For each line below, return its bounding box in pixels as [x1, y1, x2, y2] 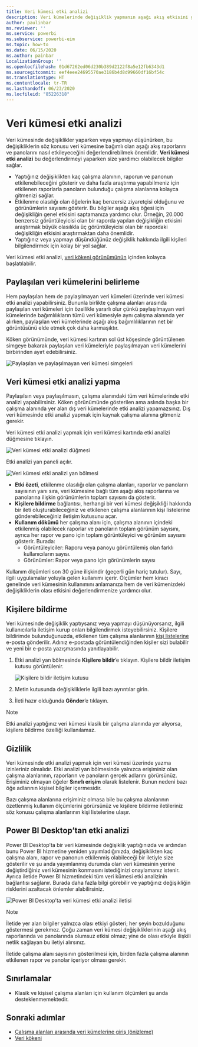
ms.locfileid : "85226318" [6, 91, 70, 97]
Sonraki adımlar [6, 1013, 65, 1023]
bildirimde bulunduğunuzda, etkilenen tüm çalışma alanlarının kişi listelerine [6, 633, 190, 640]
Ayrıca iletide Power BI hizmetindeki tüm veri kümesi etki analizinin [6, 872, 168, 880]
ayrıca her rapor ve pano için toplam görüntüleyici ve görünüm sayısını [14, 531, 186, 539]
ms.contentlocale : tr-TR [6, 80, 67, 86]
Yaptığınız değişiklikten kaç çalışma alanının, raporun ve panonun [14, 173, 173, 180]
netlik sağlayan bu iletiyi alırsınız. [6, 939, 86, 946]
